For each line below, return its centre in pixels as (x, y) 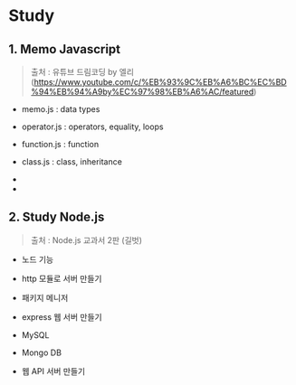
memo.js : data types (61, 109)
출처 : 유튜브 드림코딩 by (74, 72)
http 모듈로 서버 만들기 (62, 278)
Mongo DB (42, 352)
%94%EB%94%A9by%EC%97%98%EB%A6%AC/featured (142, 92)
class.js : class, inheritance (72, 162)
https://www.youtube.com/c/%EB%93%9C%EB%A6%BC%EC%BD (160, 82)
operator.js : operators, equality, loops (92, 127)
